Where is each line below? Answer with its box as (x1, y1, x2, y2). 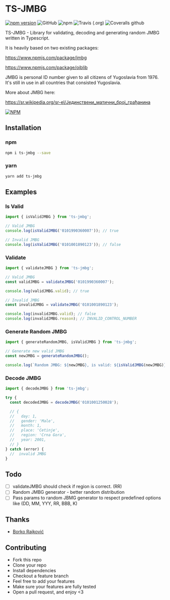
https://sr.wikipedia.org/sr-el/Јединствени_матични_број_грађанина (5, 99, 151, 105)
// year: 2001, (10, 437, 47, 442)
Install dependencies (12, 568, 57, 573)
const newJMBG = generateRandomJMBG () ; (5, 354, 90, 359)
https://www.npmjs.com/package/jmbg (5, 54, 87, 61)
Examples (5, 188, 37, 196)
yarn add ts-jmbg (5, 174, 42, 179)
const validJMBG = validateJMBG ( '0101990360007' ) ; (5, 279, 114, 284)
